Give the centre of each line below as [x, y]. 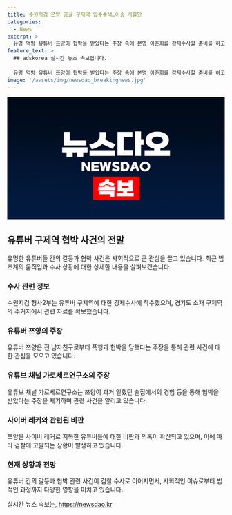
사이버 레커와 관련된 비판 [46, 420]
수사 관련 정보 [29, 286]
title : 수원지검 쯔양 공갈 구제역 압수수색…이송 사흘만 [75, 14]
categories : [24, 22]
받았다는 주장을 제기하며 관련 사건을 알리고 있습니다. [77, 400]
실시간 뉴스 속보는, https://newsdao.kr [60, 505]
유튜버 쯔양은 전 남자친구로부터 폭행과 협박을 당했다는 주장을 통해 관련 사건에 [110, 347]
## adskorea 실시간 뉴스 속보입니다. [60, 59]
